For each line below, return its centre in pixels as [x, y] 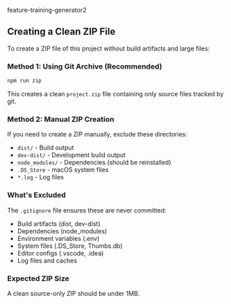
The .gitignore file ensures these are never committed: [87, 210]
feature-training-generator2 [47, 10]
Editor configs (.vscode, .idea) [60, 253]
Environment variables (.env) [58, 238]
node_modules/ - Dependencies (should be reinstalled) [94, 163]
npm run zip [24, 81]
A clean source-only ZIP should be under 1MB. [74, 293]
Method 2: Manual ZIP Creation [61, 119]
